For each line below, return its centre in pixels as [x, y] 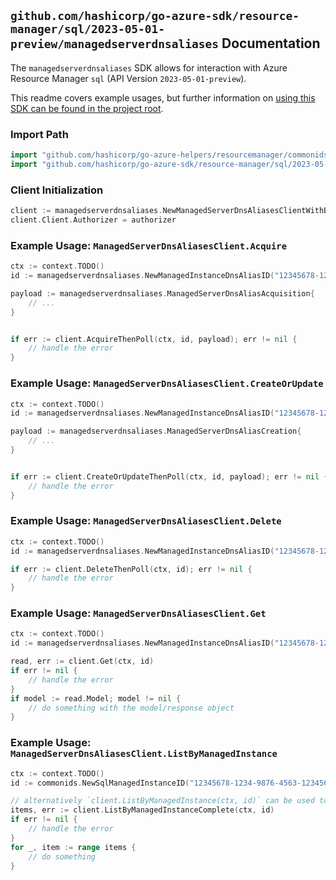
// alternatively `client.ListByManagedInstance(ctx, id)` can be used [162, 801]
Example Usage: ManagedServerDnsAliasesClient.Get [138, 613]
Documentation [271, 43]
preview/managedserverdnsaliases [115, 44]
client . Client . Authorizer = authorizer [93, 220]
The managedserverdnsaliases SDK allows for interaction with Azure [149, 67]
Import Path [39, 134]
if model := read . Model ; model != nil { [96, 698]
